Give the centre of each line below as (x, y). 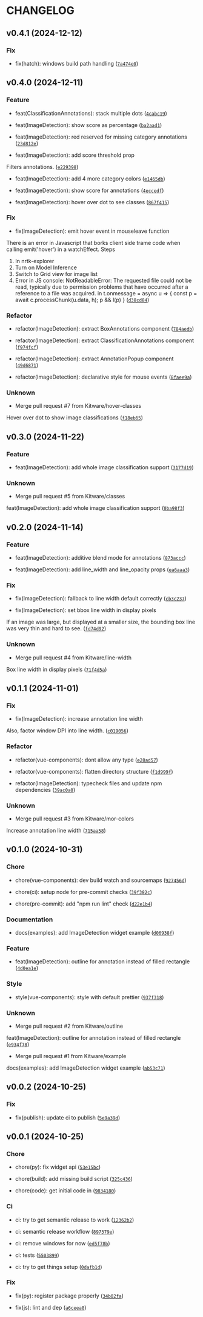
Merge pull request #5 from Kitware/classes (70, 497)
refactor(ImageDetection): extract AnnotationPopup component (94, 359)
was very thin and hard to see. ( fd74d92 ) (56, 628)
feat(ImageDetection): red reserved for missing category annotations (101, 137)
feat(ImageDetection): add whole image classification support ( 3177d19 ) (104, 467)
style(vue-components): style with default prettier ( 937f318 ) (89, 997)
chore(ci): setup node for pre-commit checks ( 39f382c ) (84, 892)
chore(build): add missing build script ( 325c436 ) (74, 1179)
